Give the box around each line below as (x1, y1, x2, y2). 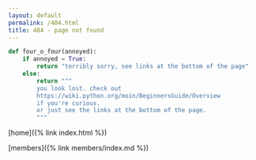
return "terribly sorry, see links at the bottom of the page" (36, 62, 249, 71)
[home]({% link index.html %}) (8, 128, 107, 138)
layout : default (8, 11, 62, 20)
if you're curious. (36, 99, 101, 107)
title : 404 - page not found (8, 26, 104, 34)
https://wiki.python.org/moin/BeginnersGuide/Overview (36, 91, 221, 99)
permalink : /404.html (8, 19, 80, 27)
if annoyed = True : (22, 55, 87, 63)
